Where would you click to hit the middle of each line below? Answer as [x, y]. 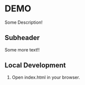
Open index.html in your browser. [46, 77]
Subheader [22, 38]
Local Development [35, 65]
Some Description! [24, 22]
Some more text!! [22, 49]
